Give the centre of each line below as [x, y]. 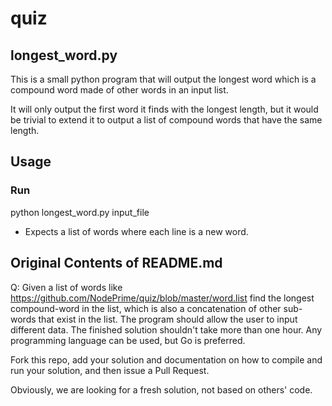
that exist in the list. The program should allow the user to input [168, 319]
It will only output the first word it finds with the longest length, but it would [164, 109]
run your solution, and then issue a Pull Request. [110, 370]
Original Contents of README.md [116, 263]
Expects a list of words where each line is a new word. [136, 231]
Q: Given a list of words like [66, 287]
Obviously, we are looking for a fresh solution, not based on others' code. [161, 389]
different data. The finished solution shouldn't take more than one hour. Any [166, 329]
